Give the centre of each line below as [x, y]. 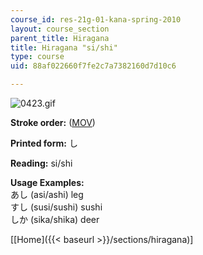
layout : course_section [60, 29]
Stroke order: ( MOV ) [53, 122]
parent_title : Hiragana [60, 38]
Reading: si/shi [41, 163]
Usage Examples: [47, 182]
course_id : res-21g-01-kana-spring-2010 [96, 19]
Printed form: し [44, 143]
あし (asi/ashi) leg [47, 194]
